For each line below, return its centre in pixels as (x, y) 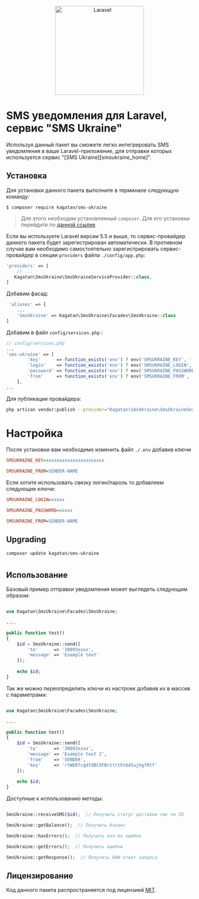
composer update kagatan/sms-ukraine (53, 553)
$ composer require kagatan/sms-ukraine (57, 207)
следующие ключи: (31, 489)
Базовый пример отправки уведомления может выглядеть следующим (97, 589)
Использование (37, 575)
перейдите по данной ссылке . (59, 225)
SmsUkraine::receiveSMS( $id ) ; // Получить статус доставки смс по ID (95, 815)
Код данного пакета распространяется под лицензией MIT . (81, 890)
